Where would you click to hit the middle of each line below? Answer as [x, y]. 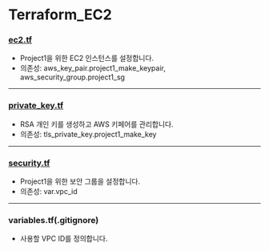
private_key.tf [36, 106]
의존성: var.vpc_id [48, 192]
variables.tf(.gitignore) [54, 220]
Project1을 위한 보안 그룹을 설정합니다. [80, 181]
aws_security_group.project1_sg [72, 77]
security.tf [29, 163]
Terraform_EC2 [60, 15]
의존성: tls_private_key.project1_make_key [88, 134]
